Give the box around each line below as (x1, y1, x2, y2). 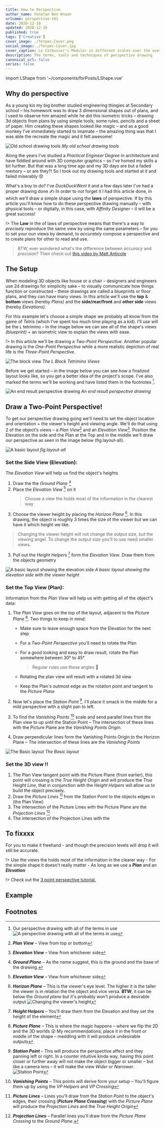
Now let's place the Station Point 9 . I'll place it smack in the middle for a (12, 698, 157, 705)
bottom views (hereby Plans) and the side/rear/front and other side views (5, 299, 157, 304)
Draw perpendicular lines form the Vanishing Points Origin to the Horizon (12, 734, 160, 740)
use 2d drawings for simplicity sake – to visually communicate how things (5, 283, 154, 289)
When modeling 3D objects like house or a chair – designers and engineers (5, 277, 157, 284)
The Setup (5, 265, 38, 273)
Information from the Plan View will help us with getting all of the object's (5, 595, 153, 601)
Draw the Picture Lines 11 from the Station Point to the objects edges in (12, 793, 155, 800)
